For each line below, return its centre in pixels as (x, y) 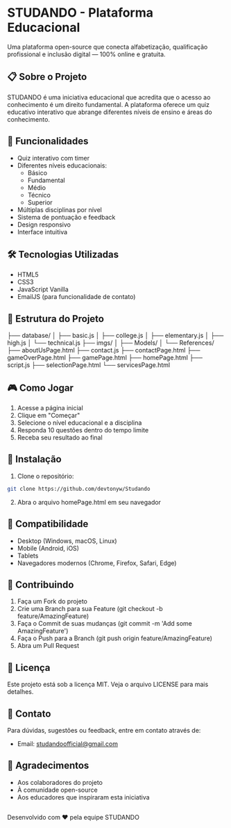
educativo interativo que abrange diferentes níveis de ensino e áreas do (110, 112)
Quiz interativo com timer (53, 158)
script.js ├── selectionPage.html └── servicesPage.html (89, 365)
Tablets (28, 555)
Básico (37, 172)
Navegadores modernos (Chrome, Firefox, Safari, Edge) (97, 563)
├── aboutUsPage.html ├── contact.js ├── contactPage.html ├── (104, 350)
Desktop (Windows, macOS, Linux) (67, 541)
